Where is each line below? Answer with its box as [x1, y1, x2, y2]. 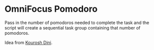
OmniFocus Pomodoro [4, 3, 98, 15]
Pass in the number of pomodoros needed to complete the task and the [4, 20, 150, 25]
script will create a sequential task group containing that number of [4, 25, 141, 30]
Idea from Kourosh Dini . [4, 39, 53, 45]
